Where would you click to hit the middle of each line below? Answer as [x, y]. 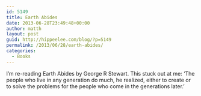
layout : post [23, 34]
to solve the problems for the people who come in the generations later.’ [95, 86]
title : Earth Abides [32, 17]
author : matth [24, 28]
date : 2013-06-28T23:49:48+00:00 [48, 23]
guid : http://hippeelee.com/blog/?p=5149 [59, 40]
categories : [21, 51]
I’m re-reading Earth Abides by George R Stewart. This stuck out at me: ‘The [100, 73]
